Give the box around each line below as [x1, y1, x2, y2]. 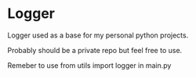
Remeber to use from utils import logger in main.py [7, 60, 172, 70]
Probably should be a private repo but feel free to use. [7, 45, 183, 55]
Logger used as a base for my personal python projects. [7, 30, 189, 40]
